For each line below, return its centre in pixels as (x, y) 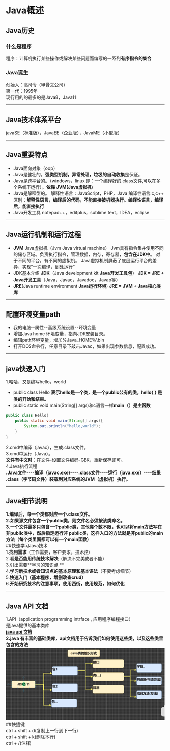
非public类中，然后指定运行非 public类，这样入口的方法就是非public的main (84, 533)
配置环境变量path (33, 314)
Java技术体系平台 (33, 120)
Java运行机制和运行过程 (43, 235)
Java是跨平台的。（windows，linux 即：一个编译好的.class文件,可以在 (85, 181)
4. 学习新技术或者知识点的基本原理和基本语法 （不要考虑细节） (70, 571)
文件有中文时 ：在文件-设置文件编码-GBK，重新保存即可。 (65, 460)
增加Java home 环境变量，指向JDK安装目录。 (60, 334)
